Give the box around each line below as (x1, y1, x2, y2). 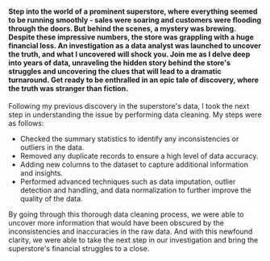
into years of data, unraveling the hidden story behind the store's (8, 57, 231, 68)
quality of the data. (19, 194, 83, 204)
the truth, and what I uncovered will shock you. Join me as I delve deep (8, 49, 251, 59)
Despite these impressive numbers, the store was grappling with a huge (8, 32, 254, 42)
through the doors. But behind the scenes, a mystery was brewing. (8, 23, 236, 33)
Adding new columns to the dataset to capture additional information (19, 159, 248, 169)
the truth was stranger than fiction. (8, 83, 129, 93)
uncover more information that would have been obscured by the (8, 218, 224, 228)
